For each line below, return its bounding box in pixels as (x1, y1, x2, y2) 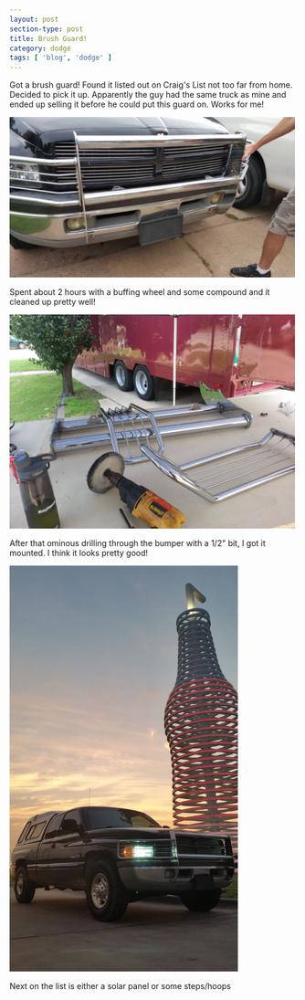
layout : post (9, 15, 59, 24)
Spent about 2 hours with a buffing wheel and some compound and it (9, 287, 270, 298)
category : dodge (9, 44, 71, 53)
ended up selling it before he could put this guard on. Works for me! (9, 99, 265, 110)
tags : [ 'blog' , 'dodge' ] (9, 53, 112, 63)
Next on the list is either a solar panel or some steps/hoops (9, 981, 231, 992)
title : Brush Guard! (9, 34, 89, 43)
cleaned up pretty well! (9, 297, 96, 308)
